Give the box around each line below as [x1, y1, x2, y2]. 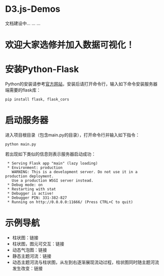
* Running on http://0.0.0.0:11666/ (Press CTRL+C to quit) [7, 200, 133, 205]
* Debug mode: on [7, 183, 43, 187]
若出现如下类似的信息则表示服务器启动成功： [5, 151, 96, 157]
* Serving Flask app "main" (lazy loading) [7, 161, 98, 166]
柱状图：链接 [12, 235, 38, 241]
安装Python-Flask [5, 64, 79, 75]
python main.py [5, 142, 36, 147]
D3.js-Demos [5, 3, 61, 15]
